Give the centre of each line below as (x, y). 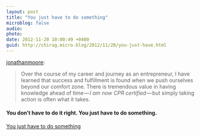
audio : (14, 28)
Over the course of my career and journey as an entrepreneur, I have (105, 74)
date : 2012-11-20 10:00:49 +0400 (48, 40)
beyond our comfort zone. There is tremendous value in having (98, 86)
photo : (14, 34)
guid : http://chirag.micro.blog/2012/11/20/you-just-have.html (87, 46)
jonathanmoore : (26, 62)
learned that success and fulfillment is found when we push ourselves (107, 80)
